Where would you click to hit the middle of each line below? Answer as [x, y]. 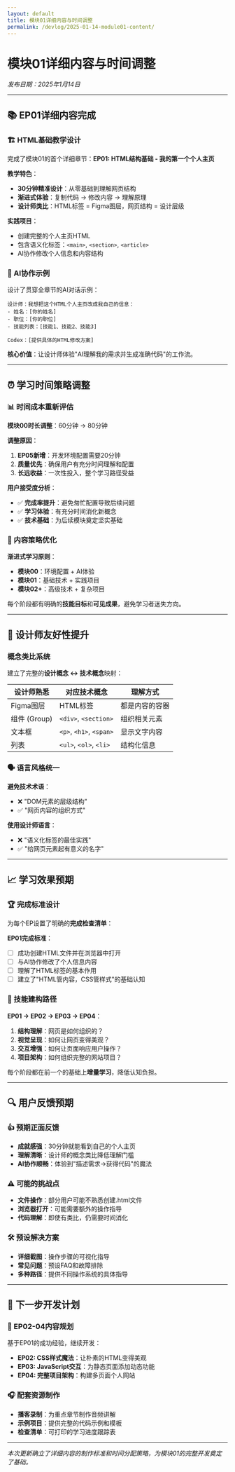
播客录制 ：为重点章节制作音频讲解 [66, 1414]
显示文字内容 [141, 732]
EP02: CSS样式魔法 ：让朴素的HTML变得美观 [82, 1358]
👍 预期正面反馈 [33, 1127]
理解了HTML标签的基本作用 [57, 971]
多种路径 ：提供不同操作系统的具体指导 [72, 1274]
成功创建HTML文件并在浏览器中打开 [69, 953]
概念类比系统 [29, 656]
